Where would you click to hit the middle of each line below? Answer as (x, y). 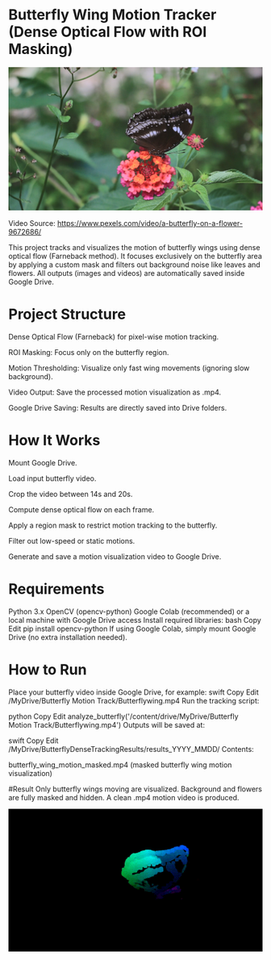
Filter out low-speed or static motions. (72, 541)
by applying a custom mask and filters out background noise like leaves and (134, 265)
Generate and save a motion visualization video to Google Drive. (115, 556)
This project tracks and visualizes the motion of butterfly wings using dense (134, 247)
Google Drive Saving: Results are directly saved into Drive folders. (118, 407)
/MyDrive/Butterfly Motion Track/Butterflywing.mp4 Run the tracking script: (134, 700)
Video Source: (32, 223)
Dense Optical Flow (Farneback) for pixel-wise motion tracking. (114, 336)
